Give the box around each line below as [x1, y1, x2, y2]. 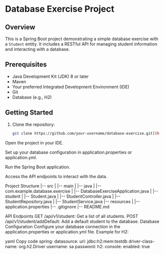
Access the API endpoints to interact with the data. [5, 173, 108, 179]
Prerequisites [5, 60, 47, 69]
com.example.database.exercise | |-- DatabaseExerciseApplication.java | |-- [5, 188, 158, 194]
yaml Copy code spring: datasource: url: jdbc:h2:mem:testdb [5, 238, 128, 244]
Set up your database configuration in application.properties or [5, 149, 132, 155]
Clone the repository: [12, 121, 55, 127]
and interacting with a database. [5, 46, 70, 52]
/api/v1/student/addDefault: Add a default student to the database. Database [5, 218, 160, 224]
